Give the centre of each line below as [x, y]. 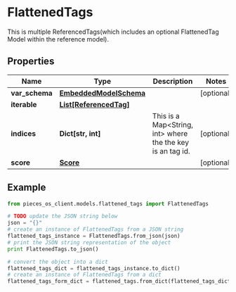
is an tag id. [171, 151]
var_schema [32, 93]
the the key [171, 142]
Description [173, 81]
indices [24, 133]
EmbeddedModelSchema [103, 93]
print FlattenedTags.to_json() [53, 249]
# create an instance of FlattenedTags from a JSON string [96, 229]
